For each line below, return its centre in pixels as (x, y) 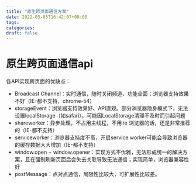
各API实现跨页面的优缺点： (39, 81)
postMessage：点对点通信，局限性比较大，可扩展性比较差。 (87, 174)
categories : (20, 28)
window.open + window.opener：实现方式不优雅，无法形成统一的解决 (98, 152)
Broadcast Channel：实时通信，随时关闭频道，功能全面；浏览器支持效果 (102, 94)
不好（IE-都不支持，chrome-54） (55, 101)
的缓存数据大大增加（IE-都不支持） (56, 145)
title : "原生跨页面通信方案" (37, 11)
